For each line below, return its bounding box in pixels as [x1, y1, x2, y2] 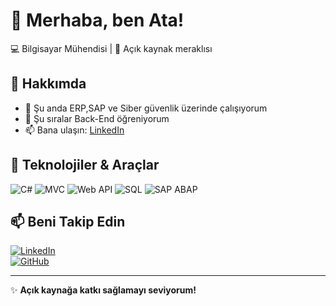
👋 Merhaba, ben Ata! [10, 9, 185, 32]
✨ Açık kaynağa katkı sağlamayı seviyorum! [10, 284, 197, 296]
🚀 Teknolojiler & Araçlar [10, 157, 160, 174]
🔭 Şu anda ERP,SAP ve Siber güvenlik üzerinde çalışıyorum [24, 102, 268, 114]
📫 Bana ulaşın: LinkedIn [24, 124, 125, 136]
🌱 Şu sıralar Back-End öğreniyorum [24, 112, 170, 124]
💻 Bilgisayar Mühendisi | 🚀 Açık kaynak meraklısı [10, 42, 213, 54]
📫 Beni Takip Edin [10, 213, 126, 230]
